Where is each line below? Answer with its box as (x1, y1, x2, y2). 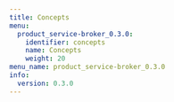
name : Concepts (25, 46, 82, 55)
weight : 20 (25, 54, 66, 63)
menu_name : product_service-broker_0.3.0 (9, 63, 166, 72)
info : (9, 71, 29, 80)
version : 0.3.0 (17, 79, 74, 88)
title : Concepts (9, 12, 70, 22)
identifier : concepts (25, 37, 105, 47)
